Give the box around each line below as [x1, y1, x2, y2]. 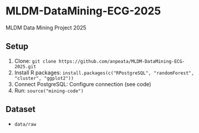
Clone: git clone [14, 57, 56, 64]
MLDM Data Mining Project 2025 [5, 24, 86, 31]
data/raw [14, 121, 37, 127]
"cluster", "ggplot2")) [14, 75, 74, 81]
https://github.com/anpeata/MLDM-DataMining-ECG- [58, 58, 185, 64]
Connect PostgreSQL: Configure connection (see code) [14, 80, 152, 87]
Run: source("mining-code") [14, 87, 84, 94]
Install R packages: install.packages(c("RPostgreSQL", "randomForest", [14, 69, 194, 76]
